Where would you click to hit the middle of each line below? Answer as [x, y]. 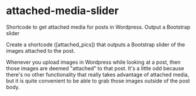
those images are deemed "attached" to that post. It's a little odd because [95, 68]
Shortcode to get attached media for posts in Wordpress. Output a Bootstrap [98, 27]
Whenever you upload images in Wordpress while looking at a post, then [93, 62]
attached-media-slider [62, 11]
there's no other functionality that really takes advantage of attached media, [98, 74]
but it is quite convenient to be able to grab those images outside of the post [98, 81]
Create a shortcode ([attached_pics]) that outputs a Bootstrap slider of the [96, 44]
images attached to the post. [41, 50]
